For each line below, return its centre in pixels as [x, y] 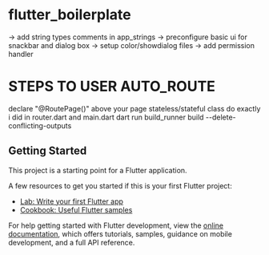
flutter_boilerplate [70, 15]
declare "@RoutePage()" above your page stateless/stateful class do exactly [134, 108]
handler [21, 54]
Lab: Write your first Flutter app [72, 201]
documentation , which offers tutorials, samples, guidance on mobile [120, 233]
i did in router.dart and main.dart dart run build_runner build [106, 117]
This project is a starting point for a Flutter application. [98, 170]
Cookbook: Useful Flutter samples [76, 209]
